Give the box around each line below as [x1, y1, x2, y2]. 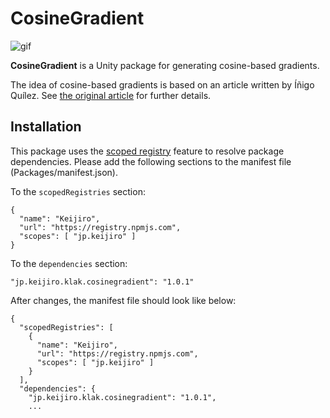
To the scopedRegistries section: [10, 185, 146, 197]
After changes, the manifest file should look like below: [10, 294, 237, 306]
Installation [10, 118, 82, 136]
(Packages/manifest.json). [10, 166, 118, 178]
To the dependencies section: [10, 257, 128, 269]
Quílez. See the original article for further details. [10, 89, 212, 101]
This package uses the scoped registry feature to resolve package [10, 145, 285, 157]
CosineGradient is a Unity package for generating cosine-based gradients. [10, 59, 320, 71]
